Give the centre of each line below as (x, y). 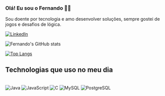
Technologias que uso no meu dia (59, 69)
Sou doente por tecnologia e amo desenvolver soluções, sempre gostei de (82, 19)
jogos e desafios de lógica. (33, 24)
